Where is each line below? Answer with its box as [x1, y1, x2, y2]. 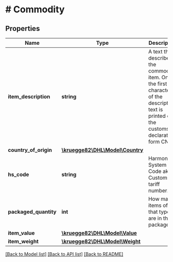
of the [148, 93, 163, 100]
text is [148, 106, 163, 113]
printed [148, 112, 166, 119]
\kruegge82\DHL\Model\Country [61, 147, 144, 153]
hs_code [8, 171, 29, 178]
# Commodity [5, 4, 65, 15]
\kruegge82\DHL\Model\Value [61, 230, 137, 236]
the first [148, 80, 167, 87]
